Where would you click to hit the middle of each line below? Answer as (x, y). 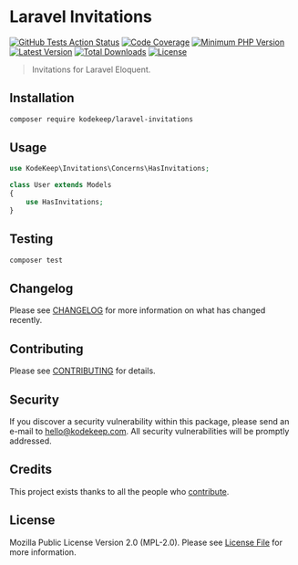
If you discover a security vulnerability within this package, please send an (149, 421)
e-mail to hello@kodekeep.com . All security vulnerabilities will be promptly (149, 431)
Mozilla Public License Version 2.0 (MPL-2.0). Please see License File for (146, 542)
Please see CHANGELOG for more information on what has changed (138, 310)
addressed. (31, 441)
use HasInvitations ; (65, 203)
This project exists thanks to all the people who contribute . (119, 491)
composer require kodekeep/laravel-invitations (102, 119)
